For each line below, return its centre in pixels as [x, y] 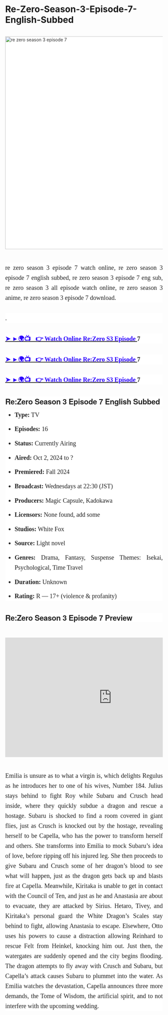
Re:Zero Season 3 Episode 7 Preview [69, 617]
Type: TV [27, 415]
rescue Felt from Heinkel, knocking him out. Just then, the [84, 946]
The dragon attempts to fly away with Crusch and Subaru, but [84, 966]
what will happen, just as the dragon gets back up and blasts [84, 876]
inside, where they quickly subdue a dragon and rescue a [84, 806]
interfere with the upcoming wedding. [52, 1006]
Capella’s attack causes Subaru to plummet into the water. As [84, 976]
